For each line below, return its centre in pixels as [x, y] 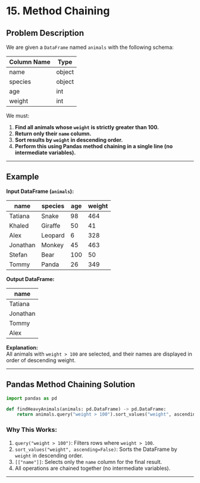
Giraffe [51, 226]
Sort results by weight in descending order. [69, 140]
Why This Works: [32, 430]
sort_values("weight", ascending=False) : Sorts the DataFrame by [96, 449]
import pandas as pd [32, 398]
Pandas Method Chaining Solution [71, 384]
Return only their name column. [53, 133]
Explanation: [22, 347]
